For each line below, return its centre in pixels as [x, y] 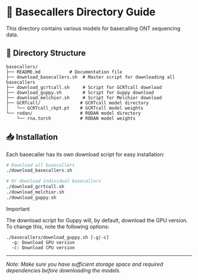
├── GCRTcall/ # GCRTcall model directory [77, 103]
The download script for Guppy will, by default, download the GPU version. [97, 220]
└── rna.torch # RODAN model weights [76, 118]
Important [18, 209]
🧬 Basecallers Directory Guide [81, 12]
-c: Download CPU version [43, 248]
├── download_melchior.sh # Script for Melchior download [84, 98]
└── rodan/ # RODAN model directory [74, 113]
